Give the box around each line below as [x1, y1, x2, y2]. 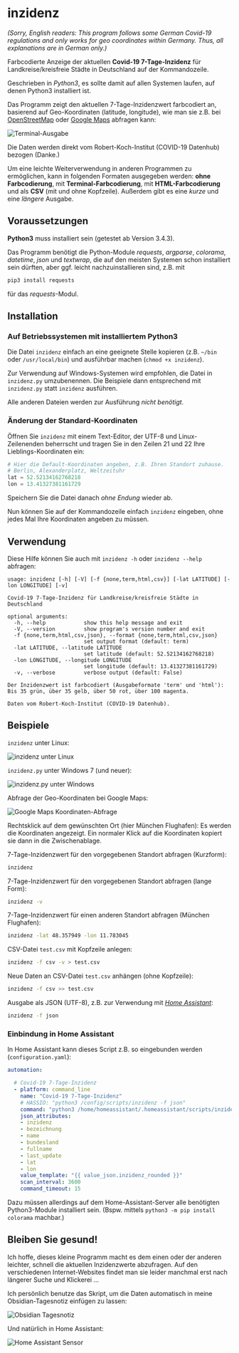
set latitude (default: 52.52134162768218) [83, 650, 215, 658]
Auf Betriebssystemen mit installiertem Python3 [7, 331, 178, 341]
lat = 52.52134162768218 [7, 474, 81, 481]
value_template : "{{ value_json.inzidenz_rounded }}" [20, 1172, 183, 1179]
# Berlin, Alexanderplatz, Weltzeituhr [7, 468, 126, 475]
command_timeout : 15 [20, 1185, 81, 1193]
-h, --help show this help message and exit [14, 619, 183, 626]
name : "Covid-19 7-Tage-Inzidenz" [20, 1093, 122, 1100]
